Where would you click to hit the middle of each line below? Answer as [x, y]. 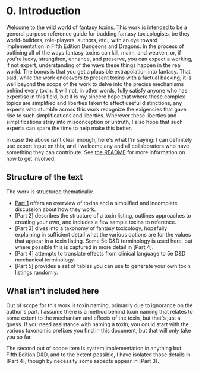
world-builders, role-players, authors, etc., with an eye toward [82, 40]
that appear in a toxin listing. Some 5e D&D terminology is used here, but [104, 241]
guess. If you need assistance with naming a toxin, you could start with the [97, 324]
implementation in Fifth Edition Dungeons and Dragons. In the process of [95, 46]
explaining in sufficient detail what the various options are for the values [103, 234]
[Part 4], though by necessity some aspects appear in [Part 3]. [83, 361]
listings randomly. [36, 272]
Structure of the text [45, 177]
